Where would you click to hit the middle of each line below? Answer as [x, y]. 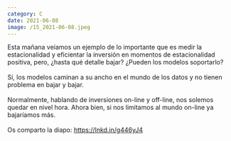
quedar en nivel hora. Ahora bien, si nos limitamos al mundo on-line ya [111, 108]
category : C [25, 14]
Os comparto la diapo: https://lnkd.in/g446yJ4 [75, 130]
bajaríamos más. [32, 115]
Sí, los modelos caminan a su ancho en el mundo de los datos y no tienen [115, 77]
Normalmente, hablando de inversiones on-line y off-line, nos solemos [111, 100]
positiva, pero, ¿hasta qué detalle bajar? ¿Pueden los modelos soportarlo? [116, 62]
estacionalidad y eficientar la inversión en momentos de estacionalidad [111, 55]
